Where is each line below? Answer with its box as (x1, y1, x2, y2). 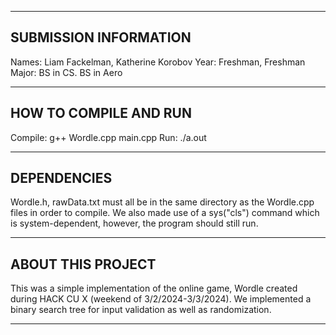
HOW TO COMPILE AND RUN (10, 105, 193, 122)
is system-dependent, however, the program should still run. (10, 217, 259, 230)
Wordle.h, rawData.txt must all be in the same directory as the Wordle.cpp (10, 196, 315, 208)
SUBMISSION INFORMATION (10, 29, 192, 46)
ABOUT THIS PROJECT (10, 256, 157, 273)
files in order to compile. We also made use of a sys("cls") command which (10, 207, 320, 219)
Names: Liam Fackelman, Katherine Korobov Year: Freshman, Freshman (10, 56, 306, 68)
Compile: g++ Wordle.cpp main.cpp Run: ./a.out (10, 131, 207, 143)
